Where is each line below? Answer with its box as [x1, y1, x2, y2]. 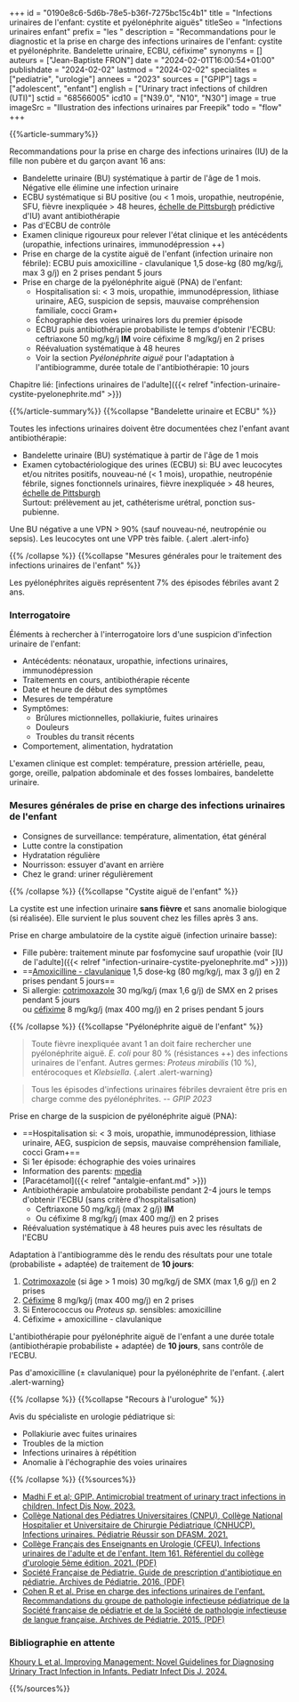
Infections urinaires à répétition [21, 1447, 137, 1458]
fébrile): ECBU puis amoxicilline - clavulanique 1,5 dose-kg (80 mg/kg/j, [21, 258, 284, 268]
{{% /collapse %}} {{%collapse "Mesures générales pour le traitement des [9, 551, 282, 561]
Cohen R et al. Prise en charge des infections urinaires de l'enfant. [21, 1585, 265, 1596]
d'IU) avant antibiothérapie [21, 211, 120, 221]
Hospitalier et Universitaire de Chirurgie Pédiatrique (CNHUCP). [21, 1520, 255, 1530]
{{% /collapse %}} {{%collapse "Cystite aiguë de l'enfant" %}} [9, 886, 238, 896]
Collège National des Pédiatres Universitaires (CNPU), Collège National [21, 1510, 283, 1520]
